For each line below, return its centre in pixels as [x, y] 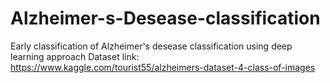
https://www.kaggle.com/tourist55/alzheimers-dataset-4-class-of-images [163, 67]
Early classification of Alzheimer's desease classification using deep [151, 46]
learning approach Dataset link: [75, 56]
